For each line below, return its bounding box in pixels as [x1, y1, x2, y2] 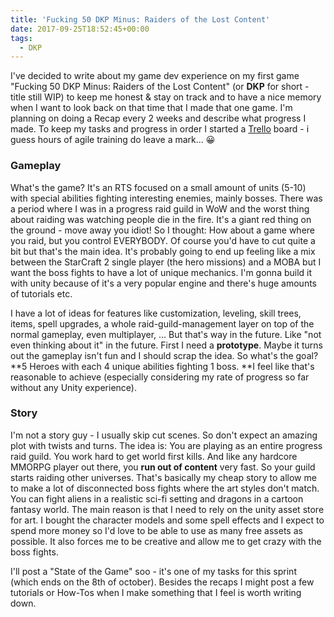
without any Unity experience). [10, 381, 137, 393]
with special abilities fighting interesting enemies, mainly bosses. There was [10, 192, 323, 204]
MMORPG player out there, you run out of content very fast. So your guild [10, 461, 316, 473]
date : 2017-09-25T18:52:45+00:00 [10, 24, 150, 34]
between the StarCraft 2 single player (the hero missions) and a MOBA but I [10, 256, 322, 268]
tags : [10, 33, 33, 43]
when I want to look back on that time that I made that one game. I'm [10, 102, 293, 114]
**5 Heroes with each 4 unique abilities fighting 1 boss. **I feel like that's [10, 360, 315, 372]
